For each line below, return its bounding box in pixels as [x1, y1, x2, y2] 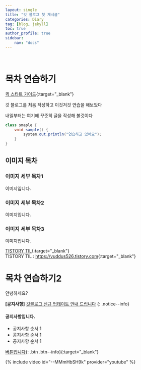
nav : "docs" [14, 40, 39, 45]
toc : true [5, 26, 26, 31]
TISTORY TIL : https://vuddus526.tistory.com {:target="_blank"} [5, 253, 136, 259]
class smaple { [5, 122, 37, 128]
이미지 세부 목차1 [5, 173, 44, 180]
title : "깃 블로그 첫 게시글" [5, 12, 60, 17]
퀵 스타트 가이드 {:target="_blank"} [5, 91, 74, 97]
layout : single [5, 7, 37, 13]
